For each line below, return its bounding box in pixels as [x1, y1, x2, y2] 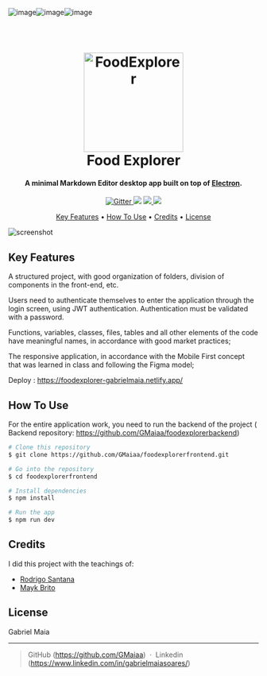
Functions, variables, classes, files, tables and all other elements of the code [8, 328, 258, 338]
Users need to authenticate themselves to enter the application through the [8, 296, 254, 305]
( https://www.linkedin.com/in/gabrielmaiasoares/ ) [27, 658, 191, 667]
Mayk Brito [19, 582, 56, 592]
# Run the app [8, 508, 56, 516]
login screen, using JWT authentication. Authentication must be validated [8, 304, 249, 314]
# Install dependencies [8, 487, 87, 495]
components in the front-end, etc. [8, 280, 119, 290]
